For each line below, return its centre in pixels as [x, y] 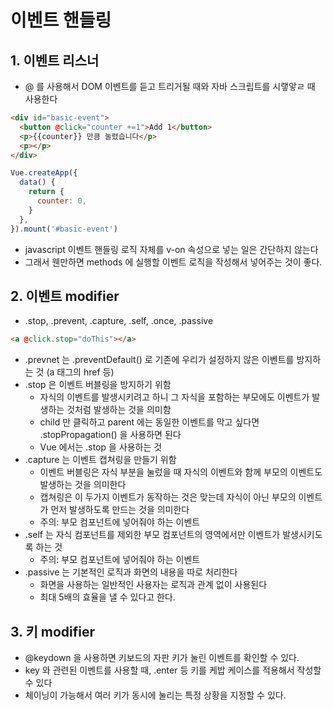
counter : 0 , [61, 201]
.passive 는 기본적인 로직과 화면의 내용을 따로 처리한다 [131, 572]
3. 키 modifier [53, 631]
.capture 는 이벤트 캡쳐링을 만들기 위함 [100, 460]
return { [46, 192]
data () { [37, 182]
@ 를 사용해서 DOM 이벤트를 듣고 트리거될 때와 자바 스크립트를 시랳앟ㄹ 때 [170, 86]
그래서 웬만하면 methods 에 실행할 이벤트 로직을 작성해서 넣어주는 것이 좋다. [173, 262]
